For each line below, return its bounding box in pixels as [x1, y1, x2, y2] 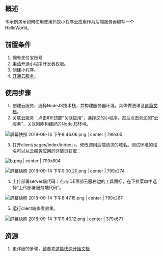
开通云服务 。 [12, 73, 38, 79]
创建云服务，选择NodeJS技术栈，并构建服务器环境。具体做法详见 [12, 103, 145, 109]
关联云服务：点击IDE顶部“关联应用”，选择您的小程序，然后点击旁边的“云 [12, 115, 159, 121]
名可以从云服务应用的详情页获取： [12, 148, 81, 154]
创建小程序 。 [12, 67, 38, 73]
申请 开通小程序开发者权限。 [12, 60, 69, 66]
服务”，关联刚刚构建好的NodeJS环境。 [12, 121, 91, 127]
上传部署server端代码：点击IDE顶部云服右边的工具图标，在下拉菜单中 [12, 178, 153, 184]
